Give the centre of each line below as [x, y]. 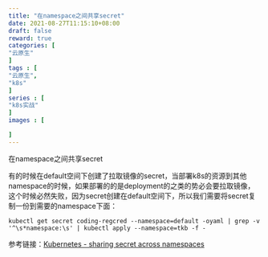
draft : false [30, 31]
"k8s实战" [23, 105]
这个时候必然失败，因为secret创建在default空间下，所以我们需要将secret [128, 196]
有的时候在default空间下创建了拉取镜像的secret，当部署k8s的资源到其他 [128, 175]
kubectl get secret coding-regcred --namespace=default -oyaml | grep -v [134, 221]
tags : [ [23, 68]
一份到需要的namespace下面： [66, 206]
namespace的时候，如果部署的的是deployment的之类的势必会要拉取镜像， [132, 186]
